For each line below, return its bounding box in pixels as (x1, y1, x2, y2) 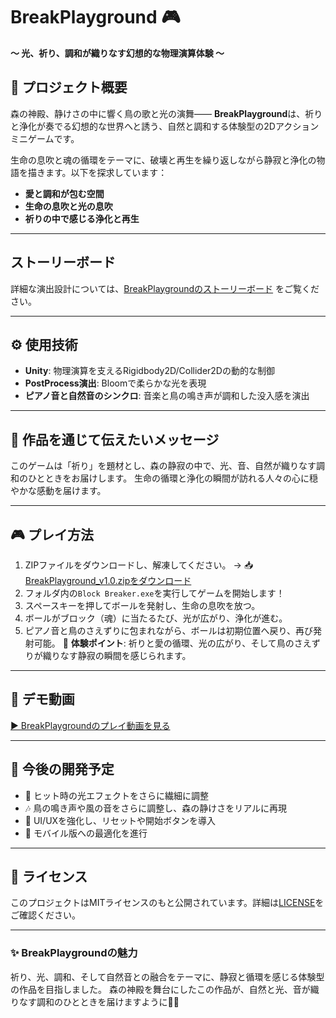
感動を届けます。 (36, 485, 107, 497)
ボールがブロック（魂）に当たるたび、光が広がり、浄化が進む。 (24, 612, 288, 624)
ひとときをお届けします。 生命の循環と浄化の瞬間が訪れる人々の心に (27, 472, 310, 484)
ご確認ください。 (10, 909, 81, 921)
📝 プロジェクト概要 (10, 79, 128, 96)
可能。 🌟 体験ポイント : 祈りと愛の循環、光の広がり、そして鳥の (33, 637, 295, 649)
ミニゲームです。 (10, 132, 80, 144)
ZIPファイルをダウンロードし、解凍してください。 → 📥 (24, 559, 254, 571)
